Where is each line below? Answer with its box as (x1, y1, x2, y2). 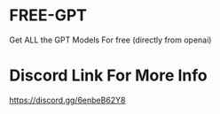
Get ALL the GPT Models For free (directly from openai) (9, 34, 212, 45)
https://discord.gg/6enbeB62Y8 (9, 95, 126, 105)
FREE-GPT (9, 5, 87, 26)
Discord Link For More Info (9, 65, 208, 86)
